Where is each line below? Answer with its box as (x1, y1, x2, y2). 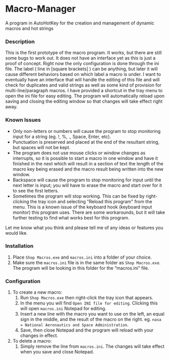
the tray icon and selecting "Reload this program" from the (30, 198, 152, 204)
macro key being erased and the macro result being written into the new (12, 166, 164, 172)
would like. (5, 230, 28, 236)
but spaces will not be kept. (12, 144, 71, 150)
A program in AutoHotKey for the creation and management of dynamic (5, 20, 155, 26)
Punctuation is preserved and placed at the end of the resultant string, (12, 139, 160, 145)
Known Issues (5, 117, 41, 124)
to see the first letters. (12, 187, 59, 193)
